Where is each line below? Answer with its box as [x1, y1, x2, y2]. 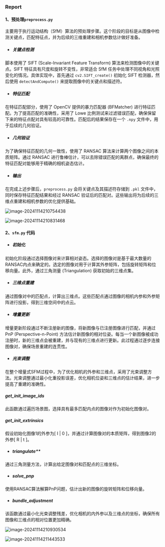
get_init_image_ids [5, 393, 45, 399]
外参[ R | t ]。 [5, 437, 32, 442]
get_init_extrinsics [5, 418, 44, 424]
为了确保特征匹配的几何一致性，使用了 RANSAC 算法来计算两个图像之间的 [5, 148, 155, 154]
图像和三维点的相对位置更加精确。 [5, 517, 74, 523]
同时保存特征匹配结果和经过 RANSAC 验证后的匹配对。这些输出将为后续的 [5, 192, 155, 198]
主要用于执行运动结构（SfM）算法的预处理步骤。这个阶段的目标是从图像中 [5, 28, 156, 34]
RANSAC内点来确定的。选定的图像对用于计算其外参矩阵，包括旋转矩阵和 [5, 261, 152, 267]
